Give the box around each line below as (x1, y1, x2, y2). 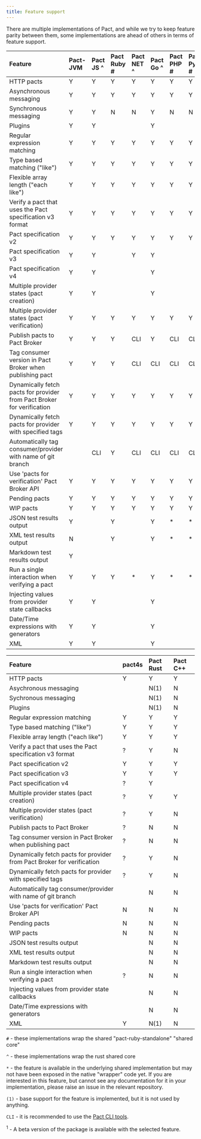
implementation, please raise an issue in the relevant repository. (6, 1083, 163, 1090)
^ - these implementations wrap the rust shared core (6, 1052, 136, 1060)
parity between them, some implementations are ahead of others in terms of (6, 31, 194, 39)
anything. (6, 1101, 30, 1108)
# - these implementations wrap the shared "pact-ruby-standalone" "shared (6, 1034, 193, 1042)
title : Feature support (6, 8, 66, 15)
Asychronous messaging (9, 684, 79, 692)
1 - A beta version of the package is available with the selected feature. (6, 1124, 181, 1132)
